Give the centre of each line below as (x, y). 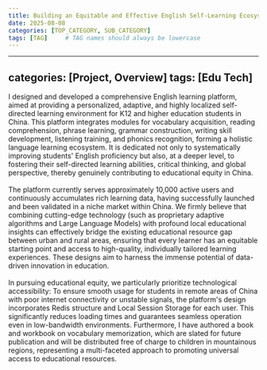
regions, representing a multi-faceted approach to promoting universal (124, 350)
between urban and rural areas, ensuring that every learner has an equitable (133, 240)
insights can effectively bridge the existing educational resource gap (120, 232)
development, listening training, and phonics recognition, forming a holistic (130, 139)
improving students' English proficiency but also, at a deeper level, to (121, 156)
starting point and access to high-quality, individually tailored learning (122, 249)
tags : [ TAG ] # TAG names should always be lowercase (104, 38)
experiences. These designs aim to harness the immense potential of (121, 257)
